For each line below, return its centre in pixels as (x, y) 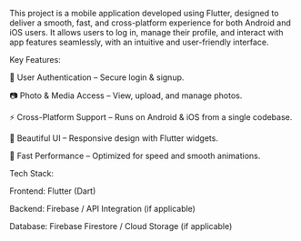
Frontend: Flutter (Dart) (53, 191)
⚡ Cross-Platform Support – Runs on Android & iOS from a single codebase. (151, 117)
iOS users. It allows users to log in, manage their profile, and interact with (146, 32)
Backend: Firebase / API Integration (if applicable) (102, 209)
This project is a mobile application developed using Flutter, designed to (144, 13)
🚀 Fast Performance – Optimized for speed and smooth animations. (135, 156)
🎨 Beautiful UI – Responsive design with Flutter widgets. (114, 138)
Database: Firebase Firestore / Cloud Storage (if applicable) (121, 226)
